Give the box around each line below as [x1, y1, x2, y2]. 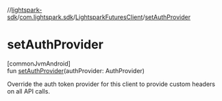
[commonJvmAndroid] [7, 59, 71, 68]
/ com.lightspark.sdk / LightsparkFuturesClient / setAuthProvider [16, 13, 190, 21]
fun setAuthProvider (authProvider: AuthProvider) [7, 66, 145, 74]
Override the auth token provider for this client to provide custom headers [7, 80, 216, 88]
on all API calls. [7, 87, 50, 95]
